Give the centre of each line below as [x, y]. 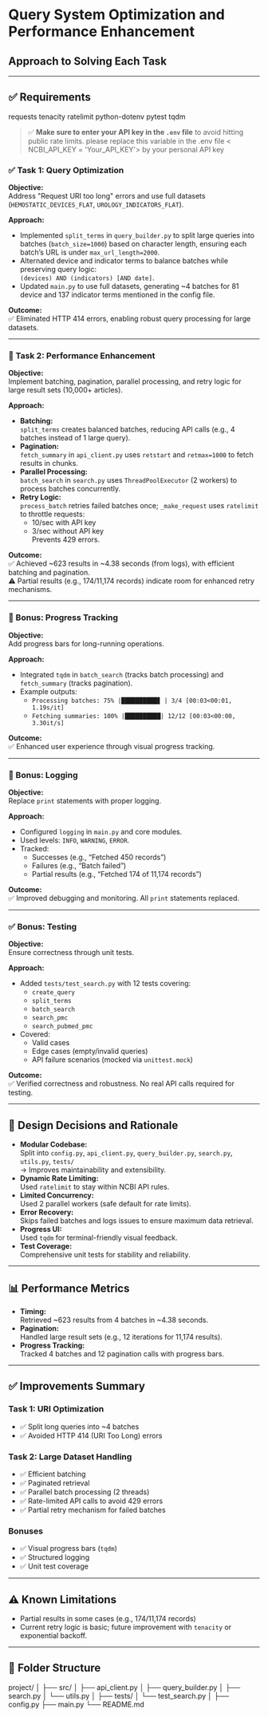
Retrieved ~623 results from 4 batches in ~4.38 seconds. [114, 1320]
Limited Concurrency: [57, 1195]
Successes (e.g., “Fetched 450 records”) [99, 857]
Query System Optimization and [116, 15]
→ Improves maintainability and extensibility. [93, 1170]
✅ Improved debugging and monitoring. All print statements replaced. [124, 898]
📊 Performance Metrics [69, 1288]
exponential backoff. [53, 1636]
